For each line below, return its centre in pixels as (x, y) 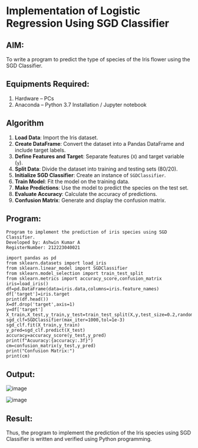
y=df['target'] (25, 310)
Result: (19, 418)
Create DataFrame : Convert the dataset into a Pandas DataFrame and (99, 143)
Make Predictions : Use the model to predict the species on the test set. (101, 188)
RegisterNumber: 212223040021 (43, 248)
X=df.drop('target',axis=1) (41, 305)
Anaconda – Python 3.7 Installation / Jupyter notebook (80, 104)
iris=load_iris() (27, 284)
